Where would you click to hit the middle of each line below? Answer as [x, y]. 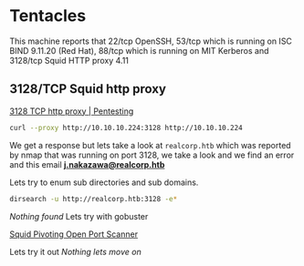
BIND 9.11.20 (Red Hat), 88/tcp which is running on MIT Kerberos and [139, 50]
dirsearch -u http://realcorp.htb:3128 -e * [94, 199]
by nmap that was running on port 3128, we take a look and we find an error [152, 155]
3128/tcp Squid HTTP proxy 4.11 [69, 60]
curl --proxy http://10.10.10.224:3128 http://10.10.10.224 [126, 128]
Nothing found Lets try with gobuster [79, 216]
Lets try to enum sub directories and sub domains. [104, 182]
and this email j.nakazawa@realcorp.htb [87, 164]
